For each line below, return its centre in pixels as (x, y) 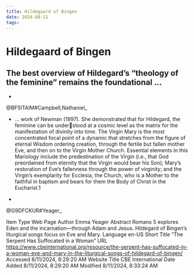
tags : (13, 22)
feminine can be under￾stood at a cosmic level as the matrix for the (96, 125)
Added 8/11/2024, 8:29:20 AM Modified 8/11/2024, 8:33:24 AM (82, 266)
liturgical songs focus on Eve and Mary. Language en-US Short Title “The (95, 234)
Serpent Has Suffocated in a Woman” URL (57, 241)
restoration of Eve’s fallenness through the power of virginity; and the (98, 169)
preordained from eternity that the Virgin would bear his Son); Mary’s (98, 163)
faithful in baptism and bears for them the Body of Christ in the (90, 182)
